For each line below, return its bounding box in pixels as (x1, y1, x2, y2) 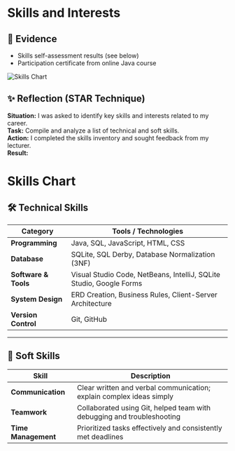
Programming (10, 238, 57, 248)
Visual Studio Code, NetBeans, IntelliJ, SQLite (71, 269, 220, 279)
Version (10, 310, 38, 320)
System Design (10, 294, 63, 304)
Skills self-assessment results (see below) (17, 51, 139, 60)
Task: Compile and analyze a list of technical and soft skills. (7, 126, 180, 135)
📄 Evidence (7, 33, 57, 45)
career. (7, 119, 28, 127)
